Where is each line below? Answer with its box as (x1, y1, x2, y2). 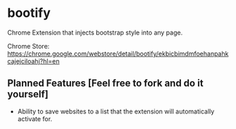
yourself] (7, 88, 49, 100)
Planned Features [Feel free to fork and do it (7, 78, 204, 90)
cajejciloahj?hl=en (7, 56, 60, 65)
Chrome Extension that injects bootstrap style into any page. (7, 28, 183, 37)
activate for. (17, 114, 53, 123)
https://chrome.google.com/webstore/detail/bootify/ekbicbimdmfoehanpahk (7, 49, 229, 58)
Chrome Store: (7, 42, 50, 50)
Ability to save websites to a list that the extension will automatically (17, 107, 215, 116)
